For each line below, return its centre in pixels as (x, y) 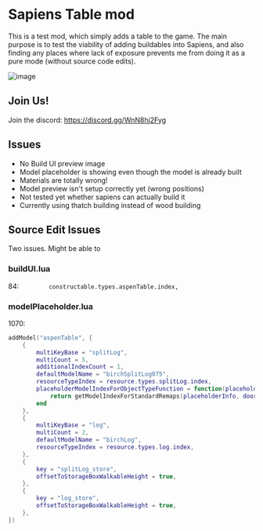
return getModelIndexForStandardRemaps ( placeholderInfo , (145, 396)
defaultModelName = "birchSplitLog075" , (103, 374)
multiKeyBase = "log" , (73, 425)
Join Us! (29, 101)
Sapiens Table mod (72, 15)
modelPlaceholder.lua (51, 306)
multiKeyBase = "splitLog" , (82, 352)
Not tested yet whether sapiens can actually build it (102, 197)
